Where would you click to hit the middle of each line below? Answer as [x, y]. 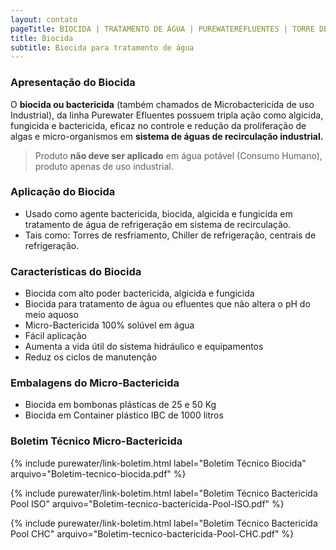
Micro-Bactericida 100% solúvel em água [109, 325]
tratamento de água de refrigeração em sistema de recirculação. [158, 224]
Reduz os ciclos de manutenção [91, 357]
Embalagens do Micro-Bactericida [95, 383]
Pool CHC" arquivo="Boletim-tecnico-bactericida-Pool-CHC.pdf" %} [152, 533]
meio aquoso [51, 315]
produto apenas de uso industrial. [104, 166]
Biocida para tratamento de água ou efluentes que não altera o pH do [167, 304]
